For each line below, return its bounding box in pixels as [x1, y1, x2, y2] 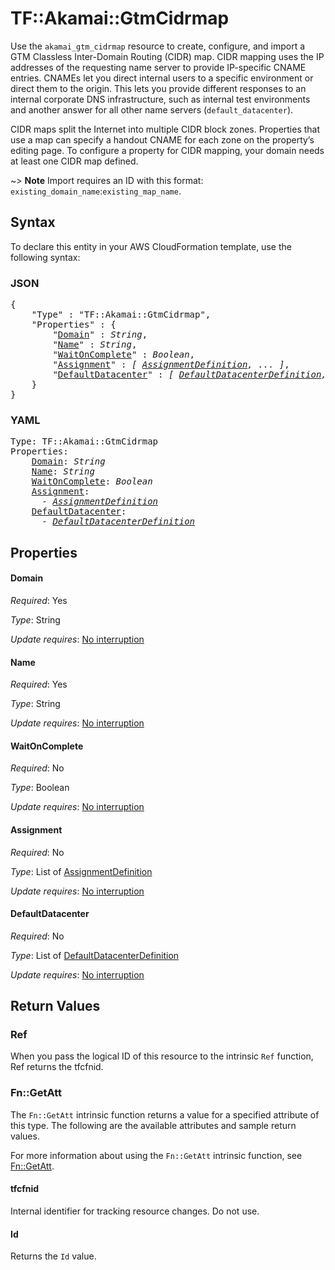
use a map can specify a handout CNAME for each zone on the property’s [10, 133, 315, 146]
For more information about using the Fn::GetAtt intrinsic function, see [10, 1149, 303, 1161]
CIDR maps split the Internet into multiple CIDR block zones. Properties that [10, 123, 321, 135]
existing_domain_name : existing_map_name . [10, 185, 182, 197]
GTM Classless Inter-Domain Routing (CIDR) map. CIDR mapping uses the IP [10, 50, 325, 62]
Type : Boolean [10, 782, 70, 794]
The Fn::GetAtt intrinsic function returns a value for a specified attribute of [10, 1108, 320, 1121]
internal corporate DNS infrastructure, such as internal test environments [10, 93, 311, 105]
